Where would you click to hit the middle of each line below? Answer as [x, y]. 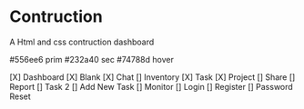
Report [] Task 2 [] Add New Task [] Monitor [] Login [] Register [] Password [151, 86]
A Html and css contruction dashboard [82, 42]
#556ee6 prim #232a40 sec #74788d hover [92, 59]
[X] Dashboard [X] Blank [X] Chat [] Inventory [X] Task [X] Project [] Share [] [152, 77]
